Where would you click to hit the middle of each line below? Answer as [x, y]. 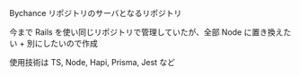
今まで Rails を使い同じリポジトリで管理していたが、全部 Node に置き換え [146, 32]
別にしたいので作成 [62, 43]
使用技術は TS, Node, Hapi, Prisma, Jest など [93, 62]
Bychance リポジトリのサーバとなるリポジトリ [96, 13]
